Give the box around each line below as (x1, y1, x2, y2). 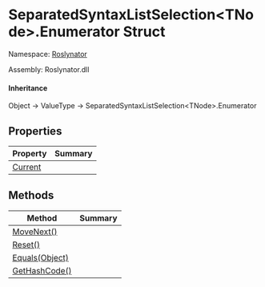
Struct (122, 22, 166, 41)
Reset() (12, 239, 40, 250)
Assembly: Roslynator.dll (8, 64, 90, 74)
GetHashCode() (12, 265, 72, 276)
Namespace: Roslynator (8, 49, 88, 59)
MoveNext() (12, 226, 58, 237)
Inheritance (8, 83, 48, 93)
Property (12, 148, 47, 159)
